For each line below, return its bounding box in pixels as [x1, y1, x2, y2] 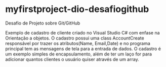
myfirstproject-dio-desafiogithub [5, 3, 149, 15]
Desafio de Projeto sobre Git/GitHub [5, 20, 80, 26]
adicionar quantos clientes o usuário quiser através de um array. [5, 56, 139, 62]
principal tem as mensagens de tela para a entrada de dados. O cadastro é [5, 45, 161, 51]
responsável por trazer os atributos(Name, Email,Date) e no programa [5, 40, 151, 46]
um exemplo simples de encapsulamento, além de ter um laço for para [5, 51, 152, 57]
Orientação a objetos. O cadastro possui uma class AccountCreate [5, 35, 144, 41]
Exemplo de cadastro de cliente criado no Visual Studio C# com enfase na [5, 29, 160, 35]
